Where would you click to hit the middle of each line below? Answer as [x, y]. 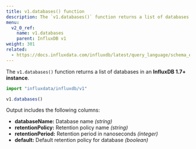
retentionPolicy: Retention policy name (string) [71, 128]
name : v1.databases [40, 33]
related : [17, 50]
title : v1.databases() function [45, 11]
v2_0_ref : [23, 28]
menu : [13, 22]
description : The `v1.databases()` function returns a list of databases [98, 17]
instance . [18, 78]
